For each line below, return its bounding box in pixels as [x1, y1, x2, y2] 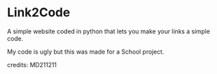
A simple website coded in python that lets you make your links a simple [7, 27, 210, 35]
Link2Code [7, 5, 71, 20]
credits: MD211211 [7, 60, 57, 69]
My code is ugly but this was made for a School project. [7, 48, 164, 56]
